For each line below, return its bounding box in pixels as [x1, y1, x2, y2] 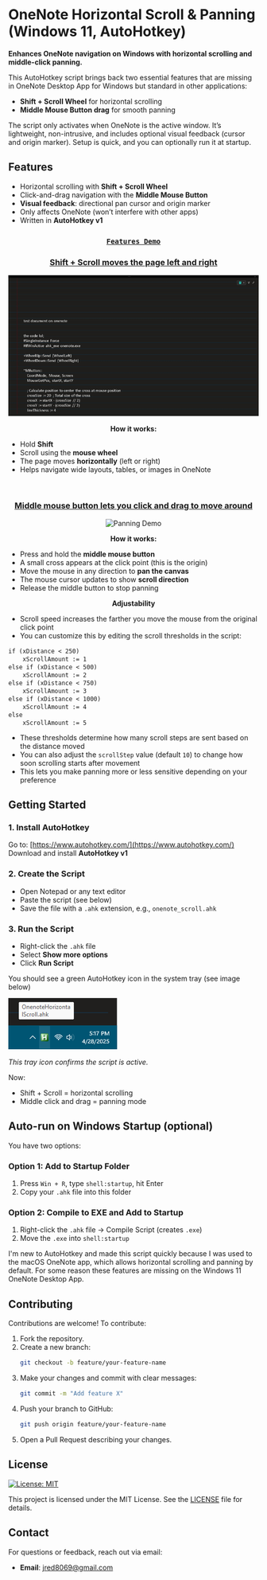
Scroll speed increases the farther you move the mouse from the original [19, 614, 258, 623]
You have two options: [8, 1141, 82, 1150]
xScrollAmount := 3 [22, 687, 87, 695]
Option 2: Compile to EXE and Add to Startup [8, 1207, 184, 1219]
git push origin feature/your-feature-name [19, 1421, 167, 1429]
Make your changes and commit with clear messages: [19, 1373, 197, 1383]
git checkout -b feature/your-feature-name [19, 1359, 167, 1367]
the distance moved [19, 741, 85, 751]
